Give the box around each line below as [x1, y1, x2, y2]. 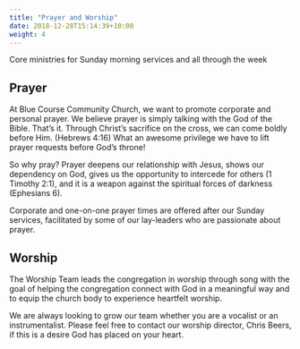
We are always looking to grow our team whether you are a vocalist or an [9, 311, 279, 320]
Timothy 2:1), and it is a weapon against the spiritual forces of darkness [9, 178, 273, 189]
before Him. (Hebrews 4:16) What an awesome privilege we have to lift [9, 132, 270, 143]
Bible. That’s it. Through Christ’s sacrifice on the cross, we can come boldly [9, 123, 288, 134]
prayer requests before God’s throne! [9, 142, 146, 153]
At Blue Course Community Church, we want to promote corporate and [9, 104, 271, 115]
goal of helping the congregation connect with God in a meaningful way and [9, 284, 290, 294]
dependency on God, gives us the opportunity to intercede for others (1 [9, 169, 272, 180]
